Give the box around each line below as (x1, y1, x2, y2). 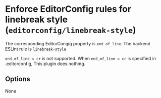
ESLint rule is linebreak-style (5, 46, 66, 52)
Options (5, 75, 31, 83)
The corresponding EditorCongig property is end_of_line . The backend (5, 40, 151, 46)
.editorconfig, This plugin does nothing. (5, 61, 86, 66)
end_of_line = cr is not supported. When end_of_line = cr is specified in (5, 55, 156, 61)
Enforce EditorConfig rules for (5, 3, 131, 15)
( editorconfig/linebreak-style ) (5, 25, 136, 35)
